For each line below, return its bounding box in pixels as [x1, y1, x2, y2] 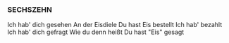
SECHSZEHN [7, 5, 53, 15]
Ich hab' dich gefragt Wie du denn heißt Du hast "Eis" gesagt [7, 28, 185, 36]
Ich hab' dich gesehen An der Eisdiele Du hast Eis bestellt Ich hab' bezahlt [7, 21, 223, 29]
